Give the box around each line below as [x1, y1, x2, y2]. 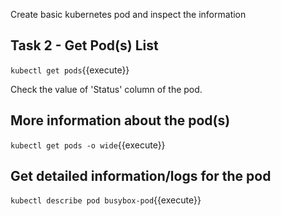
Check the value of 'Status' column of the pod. [10, 83, 203, 95]
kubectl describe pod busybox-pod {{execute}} [10, 194, 202, 206]
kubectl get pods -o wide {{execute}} [10, 139, 166, 151]
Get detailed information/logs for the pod [10, 168, 272, 185]
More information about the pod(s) [10, 112, 231, 129]
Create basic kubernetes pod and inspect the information [10, 9, 247, 20]
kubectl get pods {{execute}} [10, 64, 130, 76]
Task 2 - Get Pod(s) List [10, 37, 159, 54]
